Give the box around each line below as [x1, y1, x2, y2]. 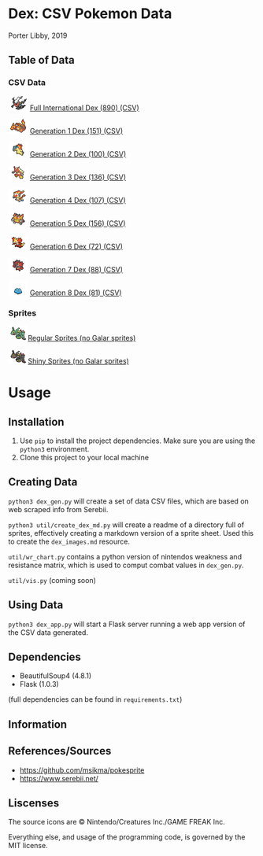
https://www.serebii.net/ [19, 773, 98, 783]
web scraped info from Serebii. [8, 504, 109, 514]
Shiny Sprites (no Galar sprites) [28, 356, 130, 366]
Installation [8, 415, 65, 429]
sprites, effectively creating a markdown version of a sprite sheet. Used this [8, 528, 254, 537]
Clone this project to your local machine [19, 452, 150, 462]
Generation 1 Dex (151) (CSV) [29, 126, 124, 135]
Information [8, 718, 68, 731]
